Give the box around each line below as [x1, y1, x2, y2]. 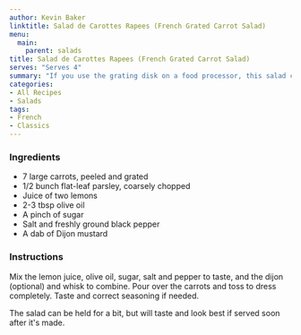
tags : [9, 105, 30, 114]
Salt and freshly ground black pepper [21, 219, 160, 229]
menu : [9, 30, 30, 39]
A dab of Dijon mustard [21, 228, 108, 239]
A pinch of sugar [21, 210, 84, 220]
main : [17, 38, 39, 47]
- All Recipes [9, 88, 63, 97]
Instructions [9, 251, 64, 263]
